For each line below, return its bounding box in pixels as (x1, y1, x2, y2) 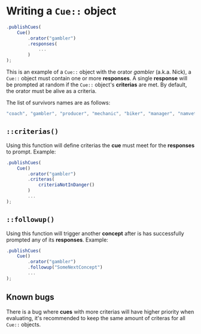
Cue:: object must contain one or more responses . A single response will (6, 75, 187, 82)
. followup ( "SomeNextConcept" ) (28, 264, 103, 270)
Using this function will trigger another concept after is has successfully (6, 230, 184, 237)
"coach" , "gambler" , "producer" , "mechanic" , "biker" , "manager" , (6, 111, 175, 117)
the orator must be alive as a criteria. (6, 88, 97, 95)
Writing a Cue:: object (6, 4, 117, 18)
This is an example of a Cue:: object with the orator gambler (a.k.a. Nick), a (6, 68, 191, 76)
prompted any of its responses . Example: (6, 236, 109, 243)
